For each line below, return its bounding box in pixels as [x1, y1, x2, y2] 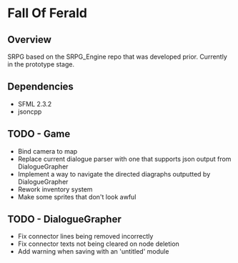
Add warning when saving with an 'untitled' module [17, 247, 169, 256]
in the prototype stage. [7, 60, 75, 69]
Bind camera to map [17, 147, 78, 155]
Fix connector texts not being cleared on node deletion [17, 239, 180, 248]
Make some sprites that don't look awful [17, 192, 137, 201]
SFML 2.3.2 [17, 99, 52, 108]
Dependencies [7, 81, 74, 93]
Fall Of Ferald [7, 5, 88, 21]
